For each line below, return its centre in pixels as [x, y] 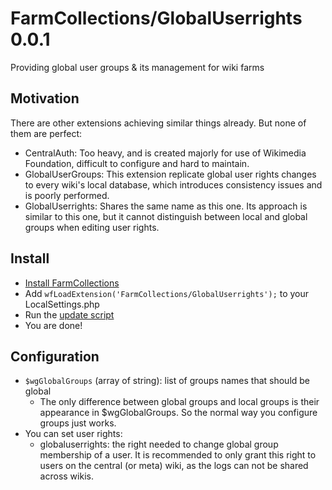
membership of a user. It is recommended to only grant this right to [178, 455]
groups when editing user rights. [92, 227]
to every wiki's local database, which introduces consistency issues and [173, 184]
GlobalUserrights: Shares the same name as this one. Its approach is [166, 206]
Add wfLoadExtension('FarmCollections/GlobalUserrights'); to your [167, 293]
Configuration [55, 356]
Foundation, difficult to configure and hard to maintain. [137, 163]
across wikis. [66, 476]
